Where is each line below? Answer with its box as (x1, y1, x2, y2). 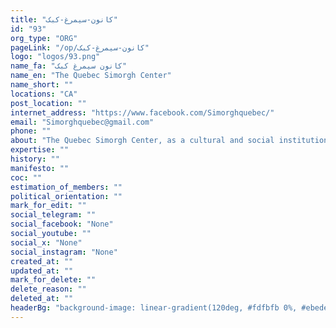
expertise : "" (10, 145, 70, 155)
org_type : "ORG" (10, 33, 78, 43)
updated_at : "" (10, 266, 74, 276)
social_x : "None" (10, 237, 83, 248)
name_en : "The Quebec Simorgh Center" (10, 71, 172, 81)
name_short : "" (10, 80, 74, 90)
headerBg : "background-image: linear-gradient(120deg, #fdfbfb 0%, (10, 303, 298, 313)
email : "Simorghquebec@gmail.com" (10, 117, 155, 127)
